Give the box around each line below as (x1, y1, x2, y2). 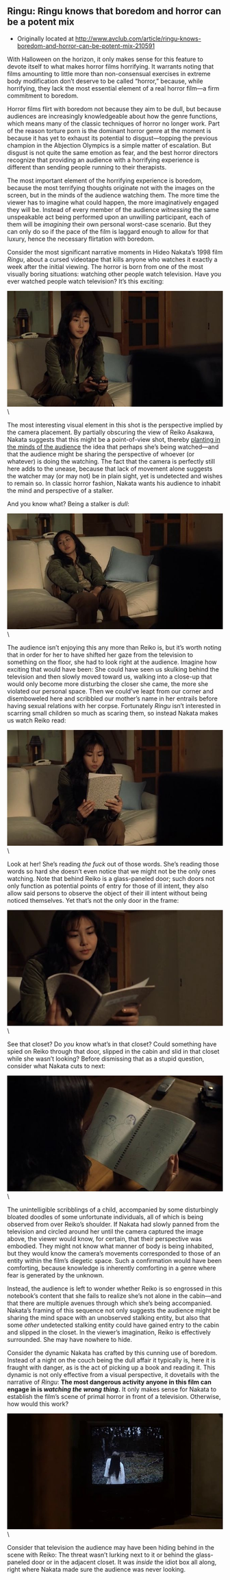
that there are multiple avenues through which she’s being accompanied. (7, 1299, 212, 1308)
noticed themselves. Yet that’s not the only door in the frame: (7, 897, 179, 905)
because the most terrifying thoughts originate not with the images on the (7, 183, 216, 191)
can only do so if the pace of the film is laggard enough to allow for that (7, 227, 209, 235)
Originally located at (16, 34, 74, 43)
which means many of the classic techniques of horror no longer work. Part (7, 119, 220, 128)
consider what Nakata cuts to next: (7, 1062, 106, 1070)
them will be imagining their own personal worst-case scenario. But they (7, 220, 212, 228)
